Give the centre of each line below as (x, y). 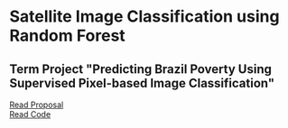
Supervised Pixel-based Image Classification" (142, 83)
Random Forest (68, 36)
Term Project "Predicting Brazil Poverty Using (141, 69)
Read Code (30, 114)
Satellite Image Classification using (144, 17)
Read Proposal (37, 105)
